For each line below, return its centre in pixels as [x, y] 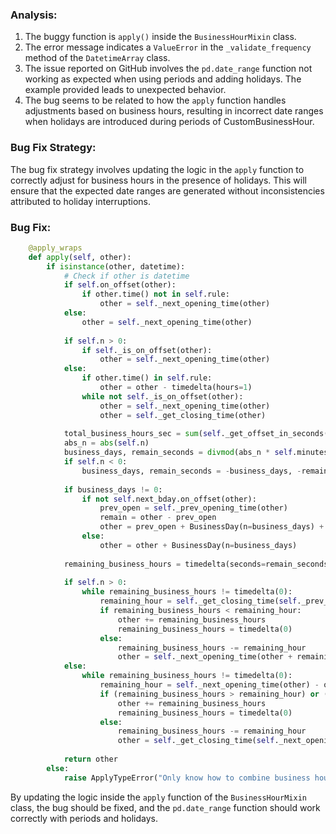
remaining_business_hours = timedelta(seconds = [165, 564]
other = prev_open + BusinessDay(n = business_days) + [212, 527]
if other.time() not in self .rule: [155, 294]
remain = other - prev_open [158, 518]
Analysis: [34, 15]
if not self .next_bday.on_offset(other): [169, 499]
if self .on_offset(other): [120, 285]
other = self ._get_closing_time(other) [183, 415]
